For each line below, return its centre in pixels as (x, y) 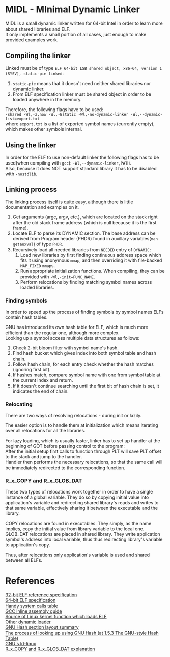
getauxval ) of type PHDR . (38, 244)
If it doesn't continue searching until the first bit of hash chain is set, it (86, 386)
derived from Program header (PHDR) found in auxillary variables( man (85, 239)
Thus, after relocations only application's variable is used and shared (78, 555)
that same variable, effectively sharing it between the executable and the (82, 508)
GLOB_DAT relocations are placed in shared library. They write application (83, 534)
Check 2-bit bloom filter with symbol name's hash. (65, 348)
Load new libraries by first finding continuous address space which (91, 255)
